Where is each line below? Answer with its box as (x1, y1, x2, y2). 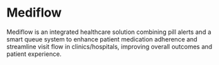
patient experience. (6, 50, 62, 58)
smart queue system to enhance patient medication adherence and (6, 35, 198, 43)
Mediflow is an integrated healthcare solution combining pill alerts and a (6, 28, 211, 36)
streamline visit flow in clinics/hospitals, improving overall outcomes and (6, 42, 213, 50)
